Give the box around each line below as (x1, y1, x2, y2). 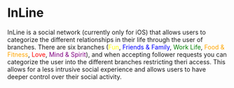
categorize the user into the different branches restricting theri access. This (7, 57, 226, 66)
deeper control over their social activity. (7, 72, 123, 81)
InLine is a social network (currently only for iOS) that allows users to (7, 28, 207, 36)
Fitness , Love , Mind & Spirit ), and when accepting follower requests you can (7, 50, 228, 59)
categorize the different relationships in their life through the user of (7, 35, 203, 43)
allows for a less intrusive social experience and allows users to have (7, 65, 207, 73)
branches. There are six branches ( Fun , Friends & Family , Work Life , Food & (7, 43, 225, 51)
